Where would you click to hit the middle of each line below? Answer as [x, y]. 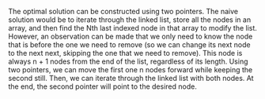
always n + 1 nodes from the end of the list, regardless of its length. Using [128, 61]
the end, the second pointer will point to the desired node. [103, 86]
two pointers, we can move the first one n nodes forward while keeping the [131, 70]
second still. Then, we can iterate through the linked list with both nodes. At [131, 78]
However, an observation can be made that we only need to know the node [131, 36]
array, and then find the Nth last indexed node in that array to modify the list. [132, 28]
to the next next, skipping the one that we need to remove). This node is [125, 53]
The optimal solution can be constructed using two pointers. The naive [123, 11]
